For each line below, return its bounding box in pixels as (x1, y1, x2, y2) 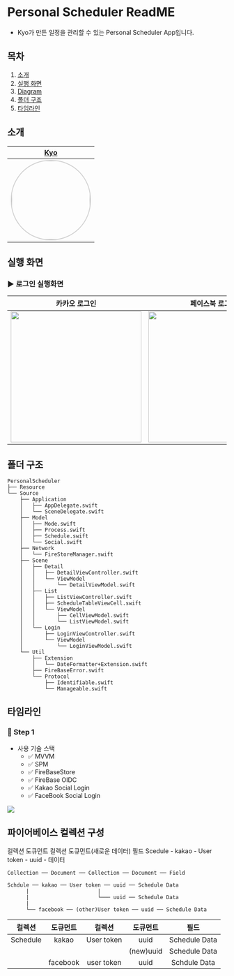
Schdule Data (171, 957, 216, 967)
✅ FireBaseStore (27, 767, 75, 776)
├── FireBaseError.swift (32, 667, 104, 674)
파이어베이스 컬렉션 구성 (7, 827, 104, 838)
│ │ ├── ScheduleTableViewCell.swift (19, 600, 141, 607)
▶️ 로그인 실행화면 (7, 279, 64, 288)
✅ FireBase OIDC (27, 776, 77, 784)
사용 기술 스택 (17, 744, 55, 753)
